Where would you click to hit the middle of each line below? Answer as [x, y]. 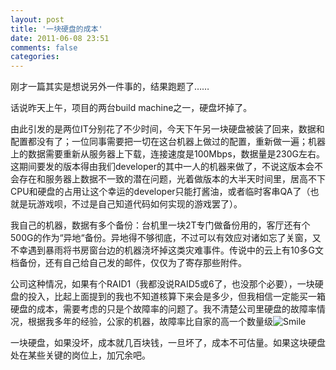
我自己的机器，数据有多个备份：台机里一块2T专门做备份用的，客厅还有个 [160, 225]
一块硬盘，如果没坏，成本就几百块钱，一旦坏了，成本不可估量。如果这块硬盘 [168, 343]
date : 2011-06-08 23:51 [60, 38]
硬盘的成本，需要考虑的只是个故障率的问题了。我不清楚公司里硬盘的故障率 [163, 309]
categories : [35, 57]
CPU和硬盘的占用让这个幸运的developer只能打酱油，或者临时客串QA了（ [160, 192]
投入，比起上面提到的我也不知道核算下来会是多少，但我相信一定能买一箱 [176, 297]
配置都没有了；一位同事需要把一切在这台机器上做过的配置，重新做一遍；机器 [168, 142]
